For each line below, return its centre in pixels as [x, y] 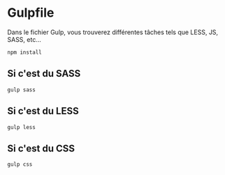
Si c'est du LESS [43, 111]
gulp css [20, 165]
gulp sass [22, 90]
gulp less [22, 127]
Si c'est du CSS [41, 148]
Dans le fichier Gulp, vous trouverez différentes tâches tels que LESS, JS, [113, 32]
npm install [24, 52]
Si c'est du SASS [44, 74]
